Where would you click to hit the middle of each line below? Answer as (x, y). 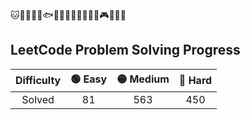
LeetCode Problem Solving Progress (125, 50)
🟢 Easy (89, 79)
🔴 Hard (195, 81)
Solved (38, 99)
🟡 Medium (143, 79)
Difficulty (38, 81)
